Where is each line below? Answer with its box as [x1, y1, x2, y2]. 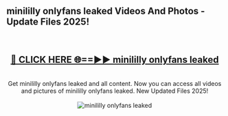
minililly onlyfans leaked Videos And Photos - [6, 5, 205, 17]
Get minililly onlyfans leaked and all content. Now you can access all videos [8, 79, 222, 87]
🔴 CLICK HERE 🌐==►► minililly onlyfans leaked [10, 54, 219, 66]
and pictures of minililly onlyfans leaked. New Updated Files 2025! [21, 87, 209, 95]
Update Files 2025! [6, 16, 90, 28]
